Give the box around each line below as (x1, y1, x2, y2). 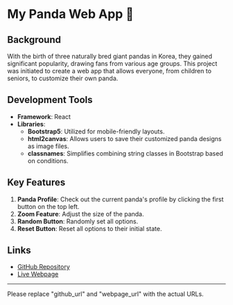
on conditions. (27, 156, 69, 165)
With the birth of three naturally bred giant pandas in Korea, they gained (7, 52, 213, 60)
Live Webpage (17, 270, 59, 279)
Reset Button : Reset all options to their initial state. (17, 224, 162, 232)
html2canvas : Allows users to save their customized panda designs (27, 134, 222, 142)
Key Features (7, 176, 66, 189)
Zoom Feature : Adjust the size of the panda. (17, 210, 144, 218)
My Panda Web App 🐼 (7, 6, 134, 22)
